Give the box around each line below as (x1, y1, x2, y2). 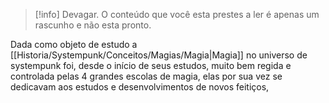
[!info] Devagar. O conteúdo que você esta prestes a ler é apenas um (34, 9, 320, 20)
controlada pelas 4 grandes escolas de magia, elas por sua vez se (10, 70, 283, 82)
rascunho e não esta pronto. (34, 19, 152, 31)
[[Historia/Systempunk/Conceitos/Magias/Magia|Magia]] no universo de (10, 49, 308, 61)
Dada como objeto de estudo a (10, 39, 138, 50)
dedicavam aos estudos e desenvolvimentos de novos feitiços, (10, 81, 270, 93)
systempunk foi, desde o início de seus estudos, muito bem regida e (10, 60, 292, 71)
